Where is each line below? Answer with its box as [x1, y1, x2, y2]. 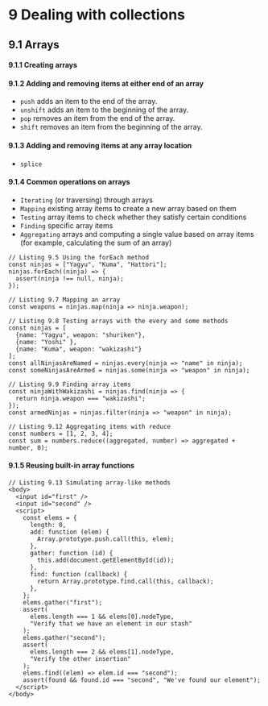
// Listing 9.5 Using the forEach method [8, 253, 150, 261]
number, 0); [8, 443, 48, 452]
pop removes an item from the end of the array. [19, 114, 175, 123]
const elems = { [23, 513, 78, 521]
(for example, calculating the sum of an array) [19, 238, 172, 247]
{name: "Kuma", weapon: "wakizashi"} [15, 345, 142, 353]
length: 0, [29, 521, 67, 529]
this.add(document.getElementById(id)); [37, 556, 175, 564]
